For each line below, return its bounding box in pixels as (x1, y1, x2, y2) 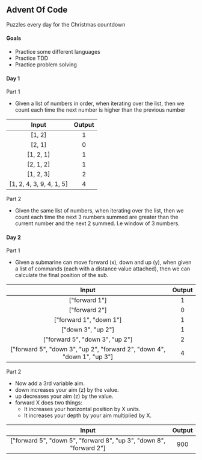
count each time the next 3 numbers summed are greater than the (14, 214, 179, 221)
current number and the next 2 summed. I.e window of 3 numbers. (14, 220, 180, 227)
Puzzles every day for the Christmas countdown (6, 21, 126, 28)
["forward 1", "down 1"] (54, 316, 122, 324)
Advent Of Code (6, 5, 68, 15)
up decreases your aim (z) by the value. (14, 392, 114, 400)
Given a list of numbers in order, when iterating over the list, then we (14, 100, 185, 107)
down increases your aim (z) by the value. (14, 386, 119, 394)
